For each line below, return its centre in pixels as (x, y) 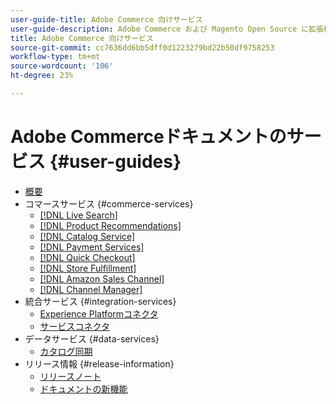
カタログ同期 (66, 351)
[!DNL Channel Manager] (91, 289)
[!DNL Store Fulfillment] (88, 268)
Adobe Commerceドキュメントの (148, 137)
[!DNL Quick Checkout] (87, 257)
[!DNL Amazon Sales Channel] (102, 278)
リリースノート (70, 376)
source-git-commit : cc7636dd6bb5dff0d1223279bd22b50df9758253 (142, 47)
